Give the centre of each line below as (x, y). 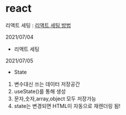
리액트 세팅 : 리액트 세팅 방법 (38, 25)
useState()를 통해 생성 (40, 91)
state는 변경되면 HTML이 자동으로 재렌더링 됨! (67, 106)
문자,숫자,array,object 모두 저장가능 (55, 99)
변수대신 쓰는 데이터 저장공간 (47, 84)
